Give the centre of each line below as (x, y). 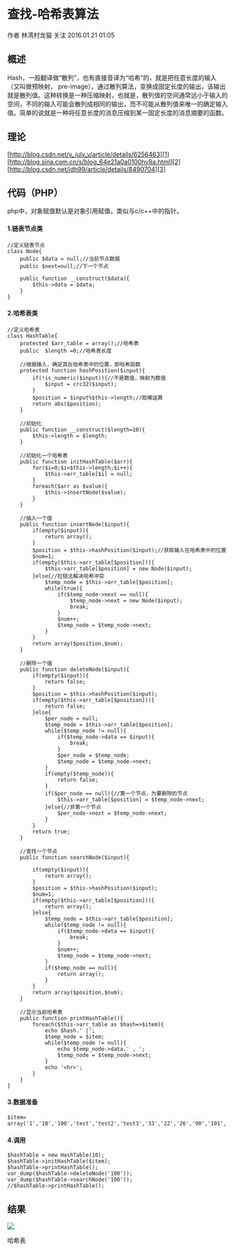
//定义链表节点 (26, 245)
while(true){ (63, 588)
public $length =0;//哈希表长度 (66, 351)
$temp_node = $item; (74, 1036)
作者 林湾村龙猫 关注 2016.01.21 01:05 (61, 35)
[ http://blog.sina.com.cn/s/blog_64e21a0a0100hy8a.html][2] (94, 161)
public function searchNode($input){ (75, 857)
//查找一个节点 (39, 851)
